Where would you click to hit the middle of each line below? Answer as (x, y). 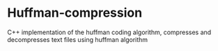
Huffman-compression (75, 13)
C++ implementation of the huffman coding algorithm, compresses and (109, 32)
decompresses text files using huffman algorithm (78, 39)
